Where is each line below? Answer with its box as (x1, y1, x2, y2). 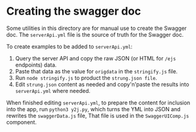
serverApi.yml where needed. (15, 87, 90, 94)
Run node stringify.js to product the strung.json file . (15, 74, 158, 81)
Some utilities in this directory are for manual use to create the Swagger (6, 24, 187, 32)
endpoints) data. (15, 61, 57, 68)
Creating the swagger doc (6, 4, 142, 18)
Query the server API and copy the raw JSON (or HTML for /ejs (15, 54, 176, 62)
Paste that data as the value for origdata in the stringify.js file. (15, 67, 178, 75)
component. (6, 118, 37, 126)
